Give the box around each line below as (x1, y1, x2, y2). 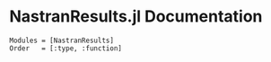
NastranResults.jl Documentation (9, 6, 263, 27)
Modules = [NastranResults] (9, 36, 115, 45)
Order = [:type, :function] (9, 43, 123, 53)
